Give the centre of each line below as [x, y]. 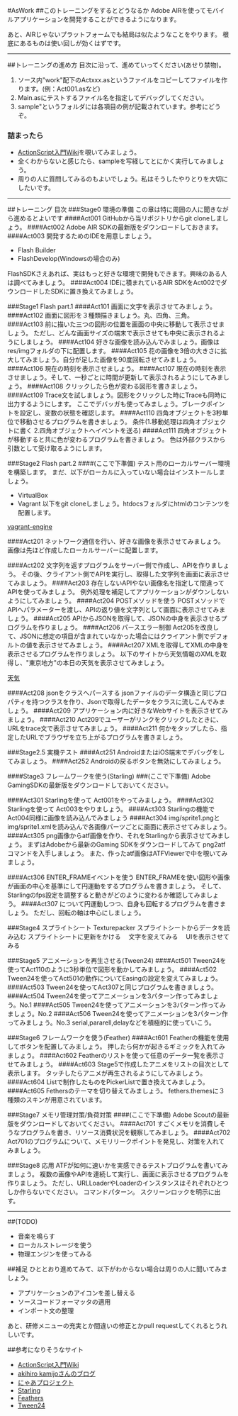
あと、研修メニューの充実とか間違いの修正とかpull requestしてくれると [111, 1326]
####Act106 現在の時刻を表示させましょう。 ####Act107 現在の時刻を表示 [117, 369]
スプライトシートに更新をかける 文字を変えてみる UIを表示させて [129, 937]
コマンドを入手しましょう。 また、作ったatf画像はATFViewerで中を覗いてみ [118, 854]
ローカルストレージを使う [55, 1245]
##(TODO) [23, 1222]
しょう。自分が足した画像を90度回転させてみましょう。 [119, 359]
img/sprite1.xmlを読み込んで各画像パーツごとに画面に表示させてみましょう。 [119, 827]
